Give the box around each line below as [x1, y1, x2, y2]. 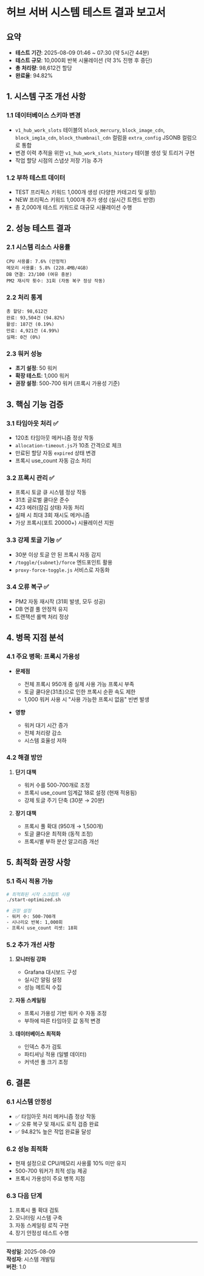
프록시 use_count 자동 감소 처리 [15, 456, 92, 464]
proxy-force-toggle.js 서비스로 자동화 [15, 566, 110, 573]
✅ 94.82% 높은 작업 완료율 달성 [15, 1128, 92, 1135]
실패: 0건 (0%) [6, 334, 41, 340]
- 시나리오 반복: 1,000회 [6, 920, 63, 926]
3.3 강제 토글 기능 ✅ [6, 536, 62, 544]
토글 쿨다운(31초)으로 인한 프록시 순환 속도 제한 [24, 688, 136, 695]
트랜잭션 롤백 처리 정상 [15, 613, 69, 620]
